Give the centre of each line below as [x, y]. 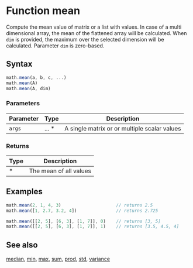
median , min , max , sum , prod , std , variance [58, 259]
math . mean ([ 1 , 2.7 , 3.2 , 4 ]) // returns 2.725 [82, 211]
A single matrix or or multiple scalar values [123, 128]
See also [22, 245]
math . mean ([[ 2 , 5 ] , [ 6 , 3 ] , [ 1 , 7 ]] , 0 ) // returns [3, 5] [83, 221]
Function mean [43, 11]
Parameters [23, 104]
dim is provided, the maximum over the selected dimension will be [85, 39]
